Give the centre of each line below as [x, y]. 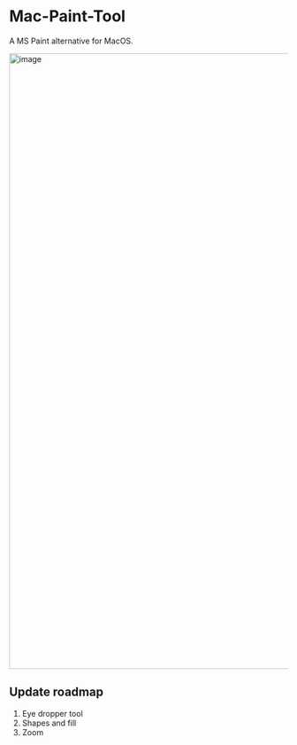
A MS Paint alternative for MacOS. [72, 41]
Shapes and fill [49, 723]
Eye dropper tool [53, 713]
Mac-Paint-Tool [68, 16]
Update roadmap [57, 692]
